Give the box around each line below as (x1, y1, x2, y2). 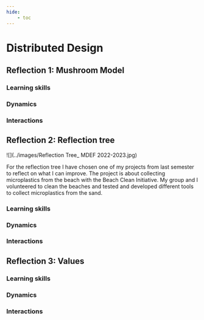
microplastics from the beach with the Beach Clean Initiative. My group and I (6, 176, 199, 183)
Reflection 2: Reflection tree (6, 135, 115, 145)
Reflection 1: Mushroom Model (6, 65, 125, 76)
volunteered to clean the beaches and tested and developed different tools (6, 183, 194, 190)
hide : (6, 9, 20, 15)
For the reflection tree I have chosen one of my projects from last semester (6, 163, 195, 170)
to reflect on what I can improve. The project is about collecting (6, 169, 166, 177)
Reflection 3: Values (6, 256, 85, 266)
